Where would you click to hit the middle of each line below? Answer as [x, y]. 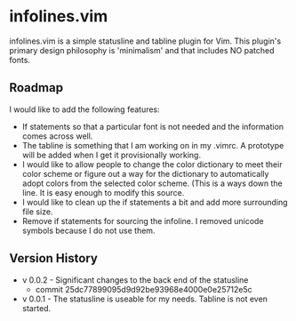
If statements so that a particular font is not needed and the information [153, 126]
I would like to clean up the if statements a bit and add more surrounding [155, 202]
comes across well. [57, 136]
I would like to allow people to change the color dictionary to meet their [152, 164]
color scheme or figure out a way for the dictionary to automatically [145, 173]
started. [36, 308]
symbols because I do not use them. [88, 230]
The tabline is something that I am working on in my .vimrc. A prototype [153, 145]
